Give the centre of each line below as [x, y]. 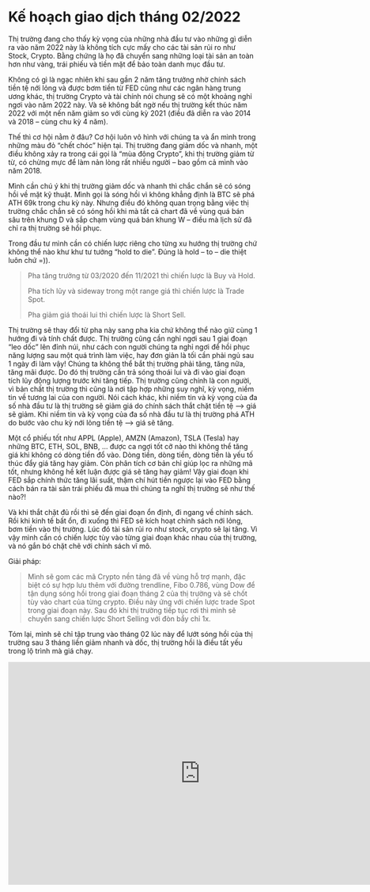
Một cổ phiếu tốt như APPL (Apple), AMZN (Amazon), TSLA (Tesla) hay [124, 438]
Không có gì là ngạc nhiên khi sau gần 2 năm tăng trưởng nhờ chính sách [127, 79]
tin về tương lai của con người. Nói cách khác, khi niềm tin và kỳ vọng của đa [133, 397]
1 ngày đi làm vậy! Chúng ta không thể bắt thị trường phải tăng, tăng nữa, [127, 364]
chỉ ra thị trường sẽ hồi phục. [55, 228]
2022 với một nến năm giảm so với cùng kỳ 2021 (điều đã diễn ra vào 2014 [130, 113]
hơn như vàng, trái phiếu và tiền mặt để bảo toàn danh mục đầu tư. [117, 64]
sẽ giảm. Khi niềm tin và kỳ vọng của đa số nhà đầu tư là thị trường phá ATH [132, 414]
